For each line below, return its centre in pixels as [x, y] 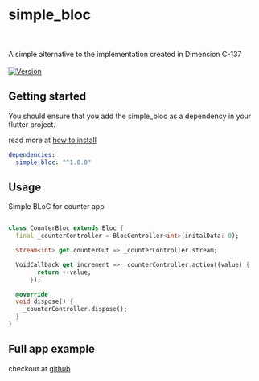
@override [32, 294]
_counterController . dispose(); [75, 309]
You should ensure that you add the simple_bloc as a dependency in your [130, 116]
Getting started [47, 97]
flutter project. [32, 124]
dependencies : [32, 154]
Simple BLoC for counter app [56, 207]
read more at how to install [52, 140]
